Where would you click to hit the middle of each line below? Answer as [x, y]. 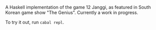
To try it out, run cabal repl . [35, 22]
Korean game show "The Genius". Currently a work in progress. [72, 12]
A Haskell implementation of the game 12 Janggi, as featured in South [78, 7]
